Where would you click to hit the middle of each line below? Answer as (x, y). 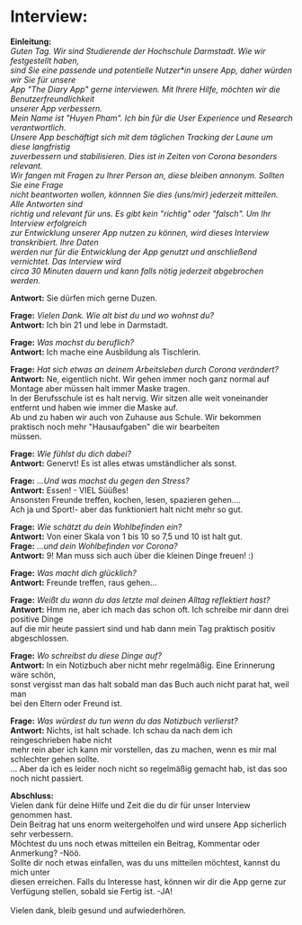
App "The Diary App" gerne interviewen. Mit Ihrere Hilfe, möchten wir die (146, 89)
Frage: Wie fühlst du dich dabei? (71, 454)
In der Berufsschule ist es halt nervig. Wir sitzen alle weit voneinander (139, 398)
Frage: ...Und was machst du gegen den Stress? (100, 480)
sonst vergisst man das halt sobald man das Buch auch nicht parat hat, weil (150, 684)
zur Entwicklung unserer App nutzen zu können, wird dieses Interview (140, 232)
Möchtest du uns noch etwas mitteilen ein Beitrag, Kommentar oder (135, 843)
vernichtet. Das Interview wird (66, 261)
